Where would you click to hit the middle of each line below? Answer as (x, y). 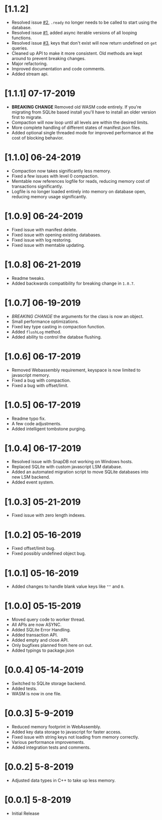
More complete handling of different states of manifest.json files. (76, 128)
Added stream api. (30, 74)
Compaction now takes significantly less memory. (61, 171)
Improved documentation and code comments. (58, 68)
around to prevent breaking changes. (49, 58)
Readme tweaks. (28, 278)
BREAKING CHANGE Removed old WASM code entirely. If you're (76, 107)
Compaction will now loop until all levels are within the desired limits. (80, 122)
